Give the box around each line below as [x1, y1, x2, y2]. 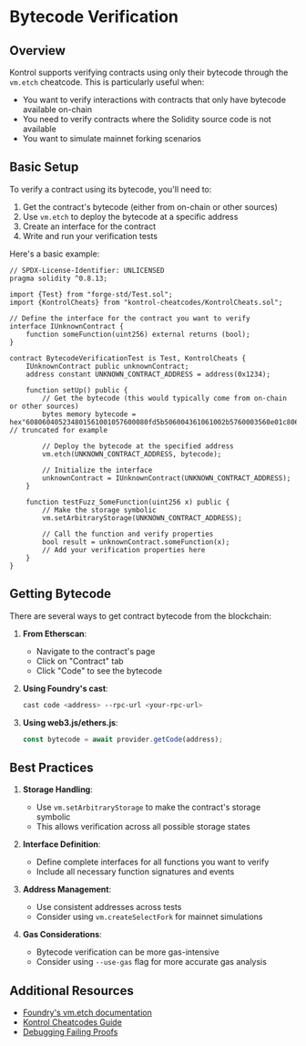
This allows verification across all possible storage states [36, 821, 250, 832]
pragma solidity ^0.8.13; [9, 274, 107, 283]
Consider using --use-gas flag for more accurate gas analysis [36, 957, 267, 968]
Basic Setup [9, 160, 79, 175]
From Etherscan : [22, 628, 87, 639]
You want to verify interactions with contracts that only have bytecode [22, 94, 287, 105]
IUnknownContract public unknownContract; [25, 361, 189, 371]
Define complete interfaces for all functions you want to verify [36, 856, 270, 868]
